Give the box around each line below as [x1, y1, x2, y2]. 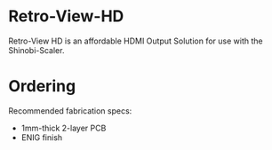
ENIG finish [20, 131, 63, 143]
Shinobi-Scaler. [8, 44, 65, 55]
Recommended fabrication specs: [8, 105, 132, 116]
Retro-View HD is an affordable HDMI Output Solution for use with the [8, 36, 263, 46]
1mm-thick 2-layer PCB [20, 122, 107, 133]
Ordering [8, 76, 76, 97]
